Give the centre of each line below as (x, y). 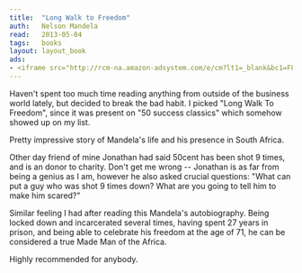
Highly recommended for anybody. (74, 259)
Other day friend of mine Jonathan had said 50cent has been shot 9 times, (147, 157)
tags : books (36, 43)
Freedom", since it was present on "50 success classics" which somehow (146, 113)
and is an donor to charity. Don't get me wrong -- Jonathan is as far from (144, 167)
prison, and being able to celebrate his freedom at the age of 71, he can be (147, 232)
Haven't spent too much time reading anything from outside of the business (149, 93)
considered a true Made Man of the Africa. (88, 241)
